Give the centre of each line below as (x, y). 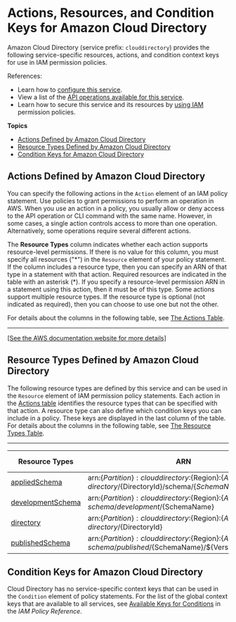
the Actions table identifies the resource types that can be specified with (112, 403)
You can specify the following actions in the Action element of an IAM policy (118, 193)
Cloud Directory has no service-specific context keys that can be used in (113, 589)
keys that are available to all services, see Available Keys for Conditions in (114, 604)
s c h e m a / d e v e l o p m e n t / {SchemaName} (151, 507)
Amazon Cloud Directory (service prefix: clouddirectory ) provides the (109, 47)
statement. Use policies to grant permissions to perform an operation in (111, 201)
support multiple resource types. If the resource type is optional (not (106, 296)
